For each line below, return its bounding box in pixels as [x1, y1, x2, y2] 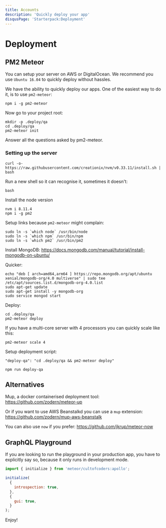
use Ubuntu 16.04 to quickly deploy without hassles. [5, 76, 112, 82]
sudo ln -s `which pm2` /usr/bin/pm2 [5, 238, 83, 243]
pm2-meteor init [5, 128, 39, 133]
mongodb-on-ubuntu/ [5, 252, 50, 258]
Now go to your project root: [5, 110, 63, 116]
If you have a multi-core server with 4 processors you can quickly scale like [5, 325, 160, 331]
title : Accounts [5, 7, 39, 12]
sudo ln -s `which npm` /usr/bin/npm [5, 233, 83, 239]
